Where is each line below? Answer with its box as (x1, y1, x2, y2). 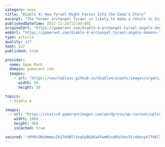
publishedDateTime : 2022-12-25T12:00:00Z (5, 21, 91, 26)
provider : (5, 57, 26, 62)
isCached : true (14, 126, 45, 131)
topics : (5, 94, 21, 99)
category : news (5, 7, 36, 12)
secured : (5, 134, 23, 140)
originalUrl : (5, 26, 32, 31)
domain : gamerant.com (9, 67, 54, 72)
